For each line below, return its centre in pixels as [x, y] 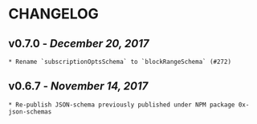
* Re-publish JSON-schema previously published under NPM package [122, 105]
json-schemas [30, 112]
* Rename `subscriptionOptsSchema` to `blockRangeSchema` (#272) [120, 62]
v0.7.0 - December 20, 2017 [79, 44]
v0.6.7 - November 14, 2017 [78, 86]
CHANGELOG [53, 14]
